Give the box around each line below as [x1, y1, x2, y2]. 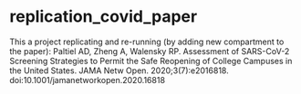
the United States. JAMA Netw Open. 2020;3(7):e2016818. [9, 65, 230, 76]
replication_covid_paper [9, 6, 198, 27]
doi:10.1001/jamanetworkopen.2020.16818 [9, 74, 166, 85]
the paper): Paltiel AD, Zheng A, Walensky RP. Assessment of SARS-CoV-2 [9, 45, 290, 56]
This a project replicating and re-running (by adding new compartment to [9, 36, 285, 47]
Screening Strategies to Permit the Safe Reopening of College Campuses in [9, 55, 293, 66]
